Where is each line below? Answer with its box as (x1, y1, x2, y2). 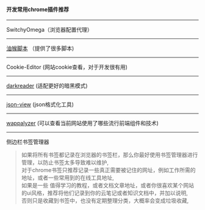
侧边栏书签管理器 (6, 138, 49, 146)
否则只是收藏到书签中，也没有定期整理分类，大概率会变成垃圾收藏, (21, 197, 189, 205)
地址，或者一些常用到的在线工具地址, (21, 174, 114, 181)
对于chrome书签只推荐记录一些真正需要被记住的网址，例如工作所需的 (21, 167, 196, 174)
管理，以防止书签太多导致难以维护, (21, 159, 109, 166)
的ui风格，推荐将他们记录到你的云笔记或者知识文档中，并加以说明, (21, 189, 188, 197)
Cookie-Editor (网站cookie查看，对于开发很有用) (6, 63, 128, 71)
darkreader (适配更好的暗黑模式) (6, 82, 88, 90)
